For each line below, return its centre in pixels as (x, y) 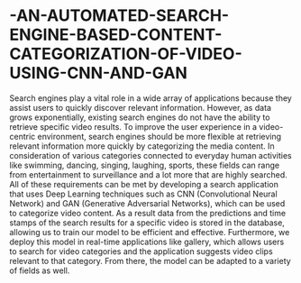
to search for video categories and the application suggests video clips (141, 251)
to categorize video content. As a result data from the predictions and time (148, 213)
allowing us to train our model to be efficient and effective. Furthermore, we (150, 232)
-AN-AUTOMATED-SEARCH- (119, 16)
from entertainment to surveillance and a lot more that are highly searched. (149, 174)
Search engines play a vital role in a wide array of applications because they (151, 98)
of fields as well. (40, 270)
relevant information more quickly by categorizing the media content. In (142, 146)
